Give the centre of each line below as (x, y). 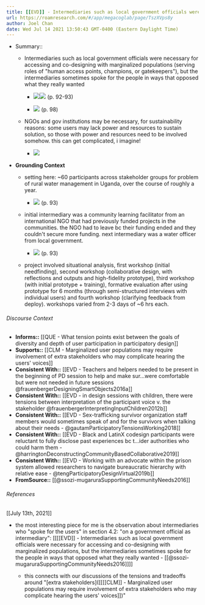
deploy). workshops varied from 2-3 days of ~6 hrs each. (96, 304)
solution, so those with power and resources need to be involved (106, 135)
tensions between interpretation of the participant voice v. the (93, 402)
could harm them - (38, 448)
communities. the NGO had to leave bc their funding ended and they (110, 228)
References (21, 494)
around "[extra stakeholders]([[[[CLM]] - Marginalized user (98, 582)
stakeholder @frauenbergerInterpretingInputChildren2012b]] (91, 409)
